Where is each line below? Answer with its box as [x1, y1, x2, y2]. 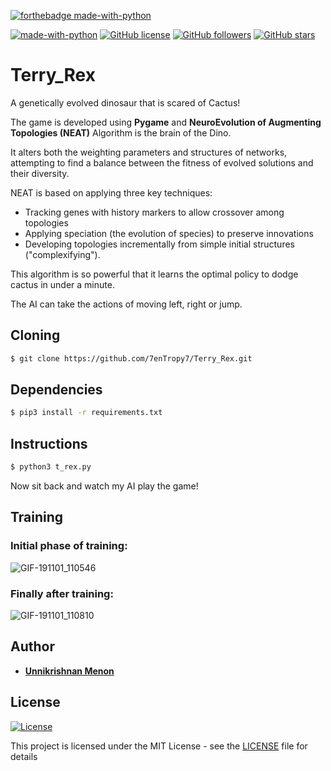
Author [10, 638, 55, 655]
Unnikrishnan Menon [24, 665, 115, 677]
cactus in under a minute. [10, 278, 115, 290]
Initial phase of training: [10, 539, 128, 553]
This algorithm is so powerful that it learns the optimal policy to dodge [10, 268, 299, 280]
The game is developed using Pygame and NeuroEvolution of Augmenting [10, 116, 322, 128]
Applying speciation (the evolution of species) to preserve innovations [24, 227, 314, 239]
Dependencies [10, 381, 103, 399]
